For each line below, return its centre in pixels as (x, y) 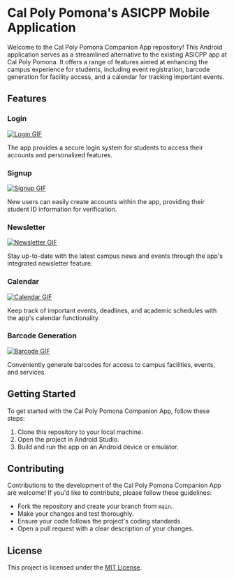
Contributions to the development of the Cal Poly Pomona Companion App (114, 485)
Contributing (36, 469)
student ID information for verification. (62, 209)
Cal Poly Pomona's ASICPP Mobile (109, 13)
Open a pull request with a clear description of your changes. (105, 528)
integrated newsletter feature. (50, 263)
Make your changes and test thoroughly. (75, 514)
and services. (27, 372)
